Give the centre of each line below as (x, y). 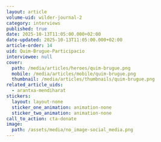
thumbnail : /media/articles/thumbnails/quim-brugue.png (83, 79)
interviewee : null (29, 57)
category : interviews (33, 23)
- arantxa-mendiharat (39, 91)
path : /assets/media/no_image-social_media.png (73, 130)
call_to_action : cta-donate (42, 118)
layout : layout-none (37, 102)
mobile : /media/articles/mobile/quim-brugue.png (74, 74)
